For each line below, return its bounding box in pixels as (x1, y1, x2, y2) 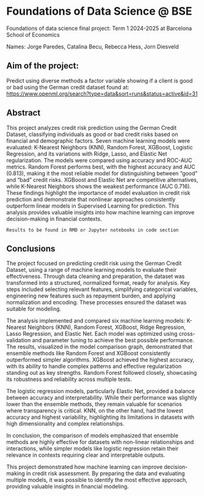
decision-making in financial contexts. (6, 215, 102, 222)
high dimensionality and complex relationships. (6, 420, 125, 427)
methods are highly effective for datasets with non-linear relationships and (6, 438, 194, 446)
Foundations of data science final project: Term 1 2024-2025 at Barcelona (6, 24, 192, 32)
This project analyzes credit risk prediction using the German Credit (6, 124, 177, 131)
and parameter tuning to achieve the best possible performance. (32, 337, 194, 344)
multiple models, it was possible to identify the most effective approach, (6, 476, 188, 484)
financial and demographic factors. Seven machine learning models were (6, 137, 191, 145)
